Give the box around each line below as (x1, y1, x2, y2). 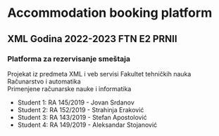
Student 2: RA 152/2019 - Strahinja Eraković (17, 105, 144, 114)
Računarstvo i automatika (7, 77, 81, 86)
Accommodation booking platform (7, 5, 213, 21)
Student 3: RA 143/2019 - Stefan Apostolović (17, 113, 148, 121)
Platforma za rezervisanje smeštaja (7, 54, 131, 64)
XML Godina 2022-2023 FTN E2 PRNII (7, 33, 177, 45)
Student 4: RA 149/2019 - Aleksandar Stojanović (17, 121, 158, 129)
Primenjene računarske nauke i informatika (7, 84, 132, 93)
